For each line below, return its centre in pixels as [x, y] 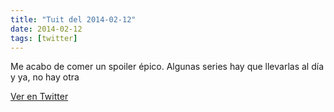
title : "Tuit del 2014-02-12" [73, 19]
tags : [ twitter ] [44, 38]
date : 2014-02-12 [46, 29]
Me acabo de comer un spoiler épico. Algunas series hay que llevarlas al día [167, 67]
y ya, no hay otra [45, 77]
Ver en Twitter [39, 97]
